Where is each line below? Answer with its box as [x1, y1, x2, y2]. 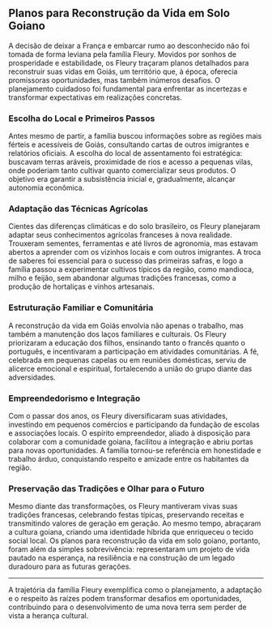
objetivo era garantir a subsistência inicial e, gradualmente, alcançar [8, 174, 236, 184]
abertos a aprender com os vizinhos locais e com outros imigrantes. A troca [8, 247, 261, 257]
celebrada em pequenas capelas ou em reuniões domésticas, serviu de [8, 355, 247, 364]
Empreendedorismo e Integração [8, 393, 141, 404]
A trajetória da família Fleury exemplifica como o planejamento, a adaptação [8, 585, 262, 595]
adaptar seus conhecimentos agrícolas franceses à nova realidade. [8, 230, 232, 240]
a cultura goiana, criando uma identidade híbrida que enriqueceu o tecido [8, 527, 253, 537]
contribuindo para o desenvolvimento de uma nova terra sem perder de [8, 602, 247, 612]
